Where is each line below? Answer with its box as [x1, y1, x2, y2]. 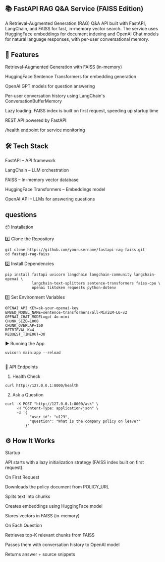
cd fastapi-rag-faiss [5, 252, 50, 257]
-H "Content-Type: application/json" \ [16, 405, 99, 411]
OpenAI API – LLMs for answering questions [5, 196, 95, 202]
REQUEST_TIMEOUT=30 [5, 332, 46, 337]
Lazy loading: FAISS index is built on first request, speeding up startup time [5, 107, 159, 113]
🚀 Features [5, 51, 39, 59]
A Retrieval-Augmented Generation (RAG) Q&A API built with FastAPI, [5, 20, 146, 26]
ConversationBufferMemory [5, 98, 62, 104]
